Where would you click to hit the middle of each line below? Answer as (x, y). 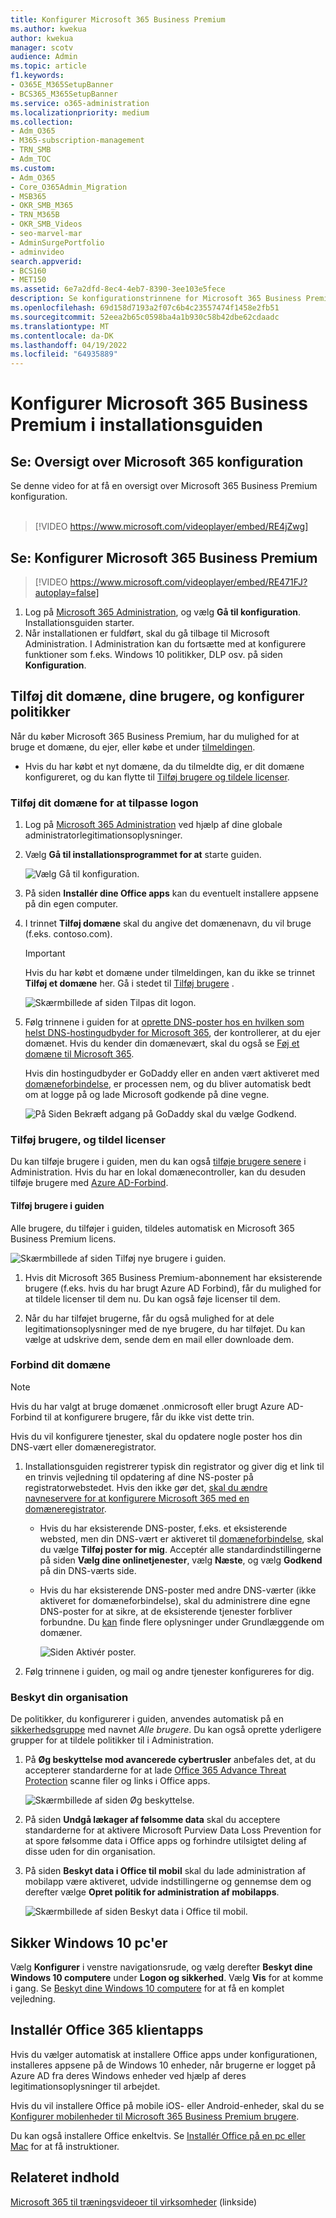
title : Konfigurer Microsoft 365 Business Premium (118, 19)
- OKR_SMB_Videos (46, 224)
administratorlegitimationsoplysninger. (103, 835)
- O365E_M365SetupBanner (62, 85)
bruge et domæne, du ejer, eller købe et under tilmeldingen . (133, 747)
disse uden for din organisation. (90, 1852)
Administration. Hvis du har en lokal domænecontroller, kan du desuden (158, 1172)
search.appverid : (46, 261)
